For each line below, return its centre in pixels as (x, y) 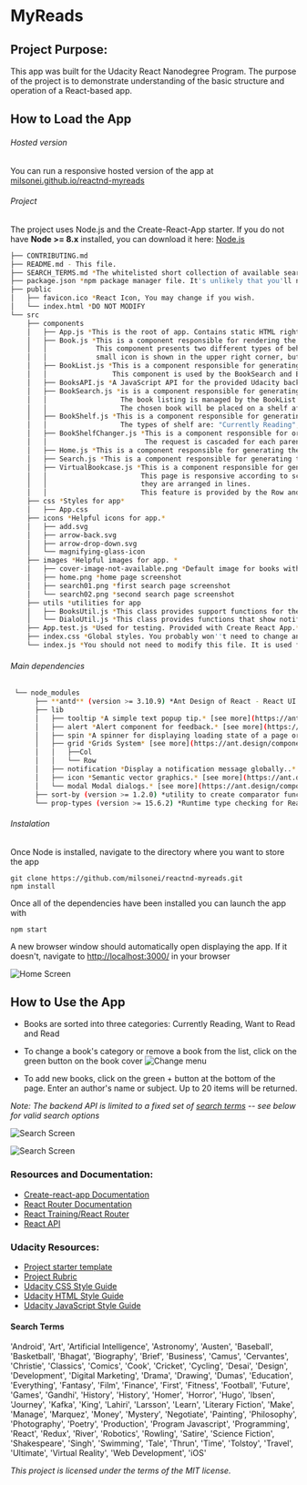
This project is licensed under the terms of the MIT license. (121, 1470)
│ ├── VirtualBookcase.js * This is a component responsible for (155, 467)
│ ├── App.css (58, 510)
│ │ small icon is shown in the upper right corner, (155, 357)
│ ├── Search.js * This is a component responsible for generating (159, 459)
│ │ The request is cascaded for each (151, 442)
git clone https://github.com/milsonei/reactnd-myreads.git (127, 878)
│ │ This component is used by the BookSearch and (159, 374)
